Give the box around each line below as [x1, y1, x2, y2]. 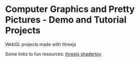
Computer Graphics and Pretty [5, 3, 135, 15]
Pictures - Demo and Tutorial [5, 14, 126, 25]
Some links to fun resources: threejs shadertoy [5, 51, 101, 57]
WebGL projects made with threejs [5, 41, 76, 47]
